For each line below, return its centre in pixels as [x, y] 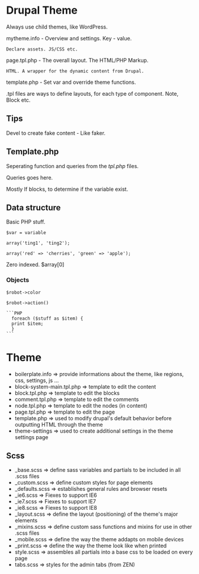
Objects [18, 280]
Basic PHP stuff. [26, 222]
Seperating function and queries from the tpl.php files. [73, 166]
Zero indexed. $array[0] [35, 264]
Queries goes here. [30, 177]
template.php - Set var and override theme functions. [71, 82]
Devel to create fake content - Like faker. [56, 133]
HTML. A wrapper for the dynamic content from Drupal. [75, 71]
